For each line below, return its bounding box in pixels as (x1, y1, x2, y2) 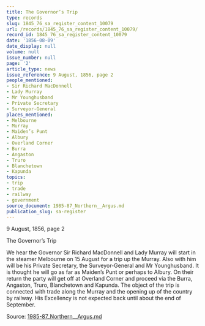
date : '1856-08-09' (6, 37, 56, 44)
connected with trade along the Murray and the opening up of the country (6, 288, 193, 295)
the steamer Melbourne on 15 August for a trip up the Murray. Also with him (6, 256, 196, 263)
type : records (6, 15, 43, 21)
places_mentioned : (6, 112, 53, 118)
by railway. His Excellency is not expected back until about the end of (6, 295, 182, 302)
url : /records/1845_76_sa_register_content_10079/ (6, 26, 138, 32)
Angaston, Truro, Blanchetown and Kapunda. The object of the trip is (6, 281, 180, 289)
